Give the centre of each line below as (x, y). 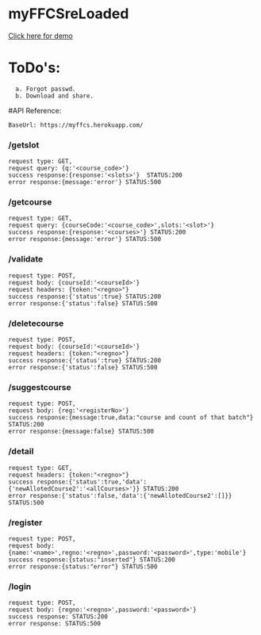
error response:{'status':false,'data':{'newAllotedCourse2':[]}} (120, 495)
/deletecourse (36, 323)
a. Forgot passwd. (46, 89)
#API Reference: (35, 110)
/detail (21, 451)
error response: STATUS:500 (55, 624)
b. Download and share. (54, 96)
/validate (26, 259)
